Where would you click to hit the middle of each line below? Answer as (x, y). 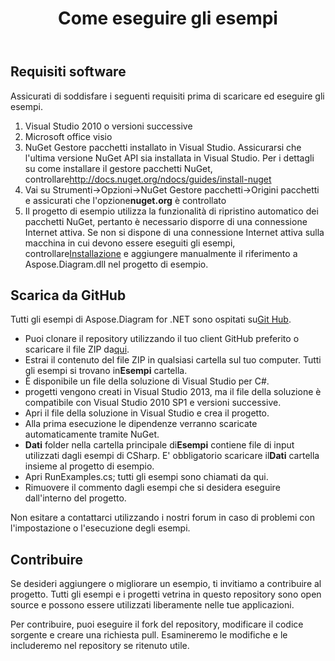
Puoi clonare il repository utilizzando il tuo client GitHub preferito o (162, 339)
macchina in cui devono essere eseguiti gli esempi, (130, 243)
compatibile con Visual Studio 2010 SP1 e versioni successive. (153, 403)
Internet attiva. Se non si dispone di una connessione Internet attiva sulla (174, 232)
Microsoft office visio (68, 136)
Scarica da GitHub (68, 295)
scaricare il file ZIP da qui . (77, 349)
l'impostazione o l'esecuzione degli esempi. (100, 528)
